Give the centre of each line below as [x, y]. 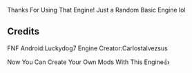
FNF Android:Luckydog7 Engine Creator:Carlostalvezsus [87, 48]
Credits [23, 31]
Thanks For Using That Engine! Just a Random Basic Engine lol [96, 10]
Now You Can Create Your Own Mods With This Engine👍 [89, 62]
